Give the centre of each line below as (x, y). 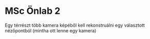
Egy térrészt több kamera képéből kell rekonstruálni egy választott (75, 25)
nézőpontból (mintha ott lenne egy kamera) (51, 30)
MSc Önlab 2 (33, 11)
